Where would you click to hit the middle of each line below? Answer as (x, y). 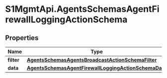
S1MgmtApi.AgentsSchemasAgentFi (83, 9)
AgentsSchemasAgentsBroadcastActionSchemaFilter (92, 60)
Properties (22, 38)
